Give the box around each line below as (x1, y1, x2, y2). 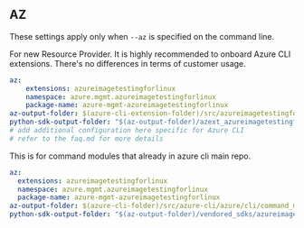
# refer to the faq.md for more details (9, 134, 165, 143)
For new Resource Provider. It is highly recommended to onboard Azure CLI (9, 49, 291, 59)
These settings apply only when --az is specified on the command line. (9, 31, 274, 41)
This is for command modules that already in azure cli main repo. (9, 150, 252, 161)
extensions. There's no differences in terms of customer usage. (9, 58, 246, 68)
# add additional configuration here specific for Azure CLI (9, 126, 245, 135)
